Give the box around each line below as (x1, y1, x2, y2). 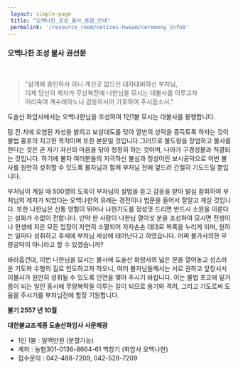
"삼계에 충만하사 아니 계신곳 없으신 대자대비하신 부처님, (24, 79, 178, 88)
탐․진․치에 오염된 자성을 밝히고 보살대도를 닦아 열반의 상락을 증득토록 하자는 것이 (7, 127, 229, 136)
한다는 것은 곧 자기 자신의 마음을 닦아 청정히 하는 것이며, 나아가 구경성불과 (7, 145, 212, 153)
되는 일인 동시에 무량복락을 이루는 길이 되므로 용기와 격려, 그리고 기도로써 (20, 282, 224, 290)
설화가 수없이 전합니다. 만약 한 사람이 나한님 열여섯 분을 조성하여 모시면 (14, 214, 212, 222)
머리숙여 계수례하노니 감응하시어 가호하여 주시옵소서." (24, 97, 174, 106)
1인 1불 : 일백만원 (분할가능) (17, 336, 94, 344)
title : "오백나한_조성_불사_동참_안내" (10, 17, 111, 24)
